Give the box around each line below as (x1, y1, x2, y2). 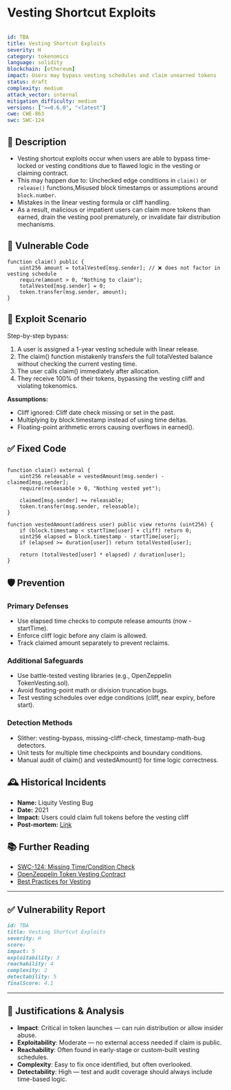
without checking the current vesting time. (16, 360, 137, 368)
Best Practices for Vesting (16, 877, 91, 886)
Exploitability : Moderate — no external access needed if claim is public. (16, 1038, 222, 1047)
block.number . (16, 191, 56, 199)
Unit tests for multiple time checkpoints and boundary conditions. (16, 748, 203, 757)
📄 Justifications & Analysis (7, 1005, 125, 1017)
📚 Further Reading (7, 841, 90, 852)
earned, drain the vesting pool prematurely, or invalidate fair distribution (16, 213, 221, 221)
